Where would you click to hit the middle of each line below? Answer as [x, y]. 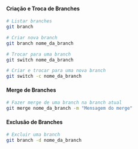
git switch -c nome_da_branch [44, 76]
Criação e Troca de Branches [43, 8]
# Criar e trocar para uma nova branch [56, 71]
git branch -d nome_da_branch [44, 141]
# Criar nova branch [32, 37]
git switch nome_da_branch [40, 60]
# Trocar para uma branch [38, 54]
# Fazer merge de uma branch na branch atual [64, 103]
